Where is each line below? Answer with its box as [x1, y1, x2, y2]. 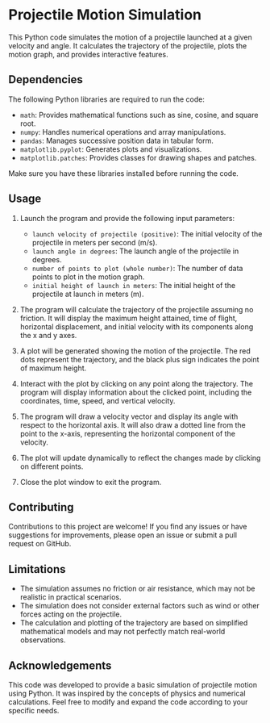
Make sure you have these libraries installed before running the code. [8, 168, 239, 178]
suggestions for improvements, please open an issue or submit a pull [8, 530, 238, 540]
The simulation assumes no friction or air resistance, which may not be [19, 583, 255, 594]
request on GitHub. [8, 539, 72, 549]
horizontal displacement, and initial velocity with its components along [19, 321, 254, 332]
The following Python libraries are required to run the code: [8, 94, 206, 104]
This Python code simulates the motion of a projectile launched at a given [8, 32, 252, 42]
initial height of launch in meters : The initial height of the [31, 280, 236, 290]
